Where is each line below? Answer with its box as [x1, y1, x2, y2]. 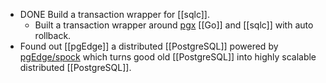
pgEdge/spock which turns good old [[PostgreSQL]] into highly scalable [19, 51, 317, 63]
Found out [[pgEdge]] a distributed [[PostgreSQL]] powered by [19, 40, 279, 52]
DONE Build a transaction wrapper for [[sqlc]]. [19, 9, 210, 20]
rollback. [34, 30, 72, 41]
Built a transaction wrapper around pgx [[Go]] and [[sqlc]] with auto [34, 19, 314, 31]
